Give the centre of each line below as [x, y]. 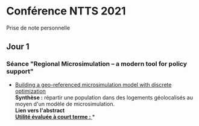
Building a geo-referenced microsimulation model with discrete [93, 84]
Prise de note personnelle [38, 28]
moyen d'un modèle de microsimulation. [65, 104]
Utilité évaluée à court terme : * [55, 116]
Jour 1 [18, 47]
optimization [30, 91]
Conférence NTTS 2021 [66, 11]
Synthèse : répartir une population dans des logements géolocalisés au [104, 97]
